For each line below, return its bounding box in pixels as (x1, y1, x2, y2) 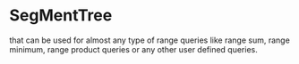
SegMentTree (9, 5, 113, 26)
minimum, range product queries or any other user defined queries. (9, 44, 258, 54)
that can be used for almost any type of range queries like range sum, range (9, 35, 291, 45)
